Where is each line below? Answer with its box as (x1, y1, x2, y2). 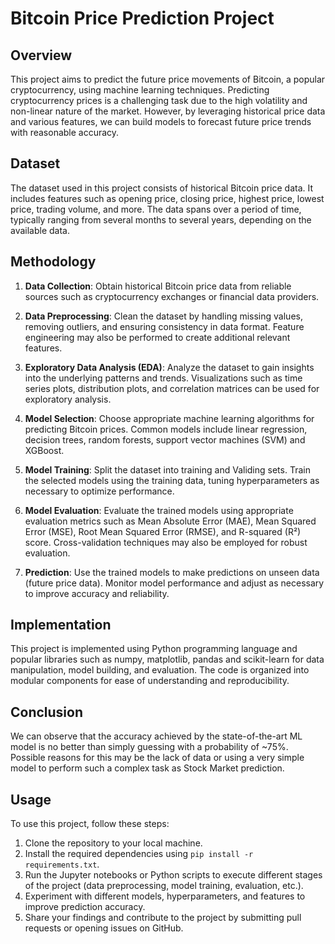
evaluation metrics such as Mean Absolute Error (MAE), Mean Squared (24, 515, 317, 527)
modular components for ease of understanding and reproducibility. (10, 675, 290, 687)
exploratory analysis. (24, 393, 112, 405)
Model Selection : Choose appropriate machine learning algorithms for (24, 412, 315, 424)
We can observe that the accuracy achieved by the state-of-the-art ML (10, 730, 303, 742)
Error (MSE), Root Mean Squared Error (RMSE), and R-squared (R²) (24, 525, 302, 537)
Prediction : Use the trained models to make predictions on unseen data (24, 566, 320, 578)
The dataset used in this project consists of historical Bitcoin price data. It (10, 182, 314, 194)
